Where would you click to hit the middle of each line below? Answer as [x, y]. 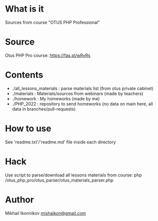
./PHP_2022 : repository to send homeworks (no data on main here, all [82, 104]
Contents [24, 75]
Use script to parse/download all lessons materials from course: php [73, 175]
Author [19, 199]
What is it [25, 9]
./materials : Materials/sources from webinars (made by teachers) [78, 94]
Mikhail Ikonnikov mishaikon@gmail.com [45, 213]
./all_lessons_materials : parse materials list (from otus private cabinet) [83, 88]
